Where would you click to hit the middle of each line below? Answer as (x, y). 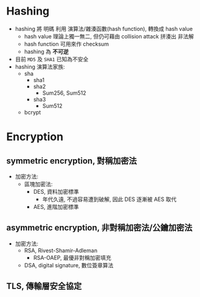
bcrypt (33, 112)
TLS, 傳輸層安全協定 (44, 286)
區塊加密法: (38, 184)
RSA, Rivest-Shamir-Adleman (61, 250)
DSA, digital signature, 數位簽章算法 (69, 265)
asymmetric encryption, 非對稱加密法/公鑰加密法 (99, 228)
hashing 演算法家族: (40, 67)
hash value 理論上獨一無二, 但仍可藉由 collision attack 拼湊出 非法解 (109, 36)
